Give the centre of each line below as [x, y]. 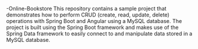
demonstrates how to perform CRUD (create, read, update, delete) [88, 15]
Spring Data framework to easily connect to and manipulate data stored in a [99, 34]
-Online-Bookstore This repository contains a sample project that [86, 9]
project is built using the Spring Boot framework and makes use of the [92, 27]
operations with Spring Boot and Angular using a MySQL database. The [94, 21]
